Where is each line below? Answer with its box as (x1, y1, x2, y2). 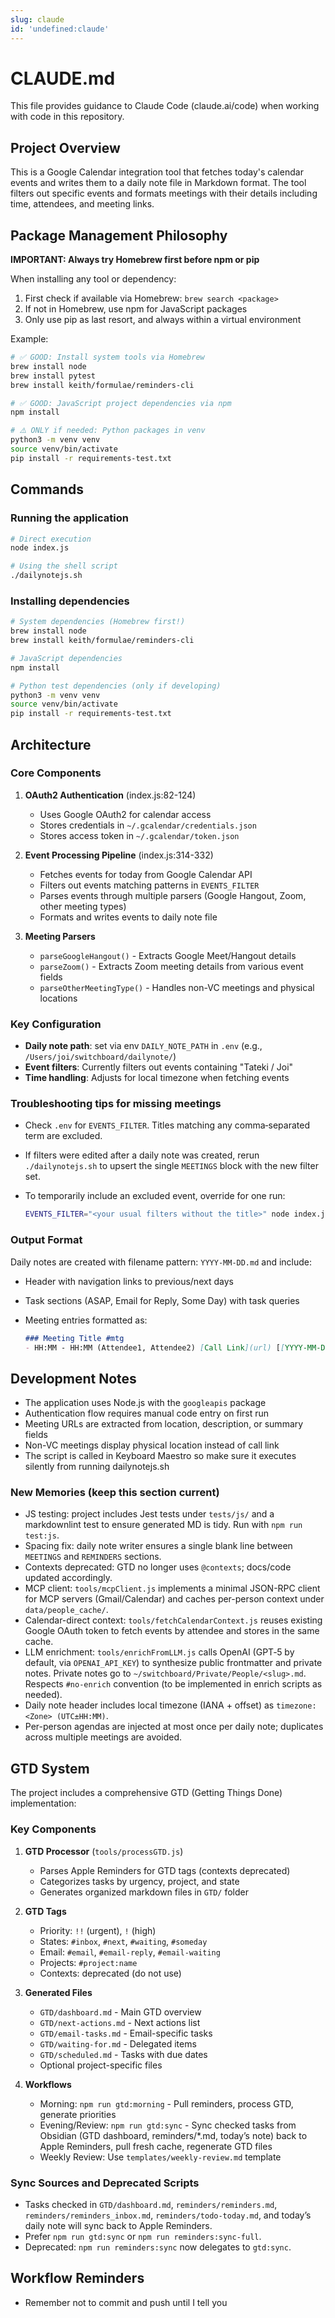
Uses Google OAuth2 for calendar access (39, 808, 212, 820)
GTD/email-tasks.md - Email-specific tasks (39, 2027, 213, 2039)
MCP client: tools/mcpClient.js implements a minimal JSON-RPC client (24, 1582, 321, 1595)
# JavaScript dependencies (10, 653, 123, 663)
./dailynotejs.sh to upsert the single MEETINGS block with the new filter (24, 1160, 319, 1172)
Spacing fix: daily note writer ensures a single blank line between (24, 1540, 293, 1552)
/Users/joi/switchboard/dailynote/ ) (24, 1051, 177, 1063)
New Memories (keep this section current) (10, 1486, 220, 1500)
